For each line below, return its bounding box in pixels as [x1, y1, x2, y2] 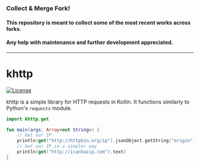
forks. [6, 25, 22, 32]
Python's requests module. [6, 104, 73, 111]
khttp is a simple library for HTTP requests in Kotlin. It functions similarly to [6, 98, 190, 105]
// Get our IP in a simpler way [17, 143, 97, 149]
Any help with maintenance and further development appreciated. [6, 39, 174, 46]
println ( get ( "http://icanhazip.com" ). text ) [17, 149, 127, 155]
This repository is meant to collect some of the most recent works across [6, 19, 191, 26]
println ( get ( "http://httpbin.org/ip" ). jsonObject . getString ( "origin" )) [17, 138, 198, 144]
